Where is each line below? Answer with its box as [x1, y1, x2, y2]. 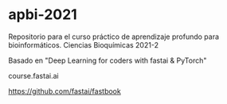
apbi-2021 [8, 6, 77, 24]
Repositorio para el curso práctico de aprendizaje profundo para [8, 32, 220, 41]
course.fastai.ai [8, 71, 59, 80]
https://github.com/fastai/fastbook [8, 86, 121, 96]
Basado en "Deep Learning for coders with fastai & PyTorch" [8, 56, 207, 65]
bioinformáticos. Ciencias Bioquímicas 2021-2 [8, 40, 159, 49]
